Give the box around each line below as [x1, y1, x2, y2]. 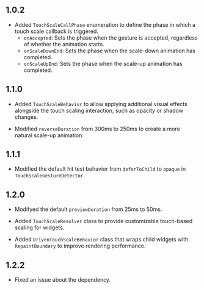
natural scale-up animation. [14, 131, 84, 139]
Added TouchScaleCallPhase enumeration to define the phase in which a [14, 21, 196, 28]
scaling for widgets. [14, 224, 65, 231]
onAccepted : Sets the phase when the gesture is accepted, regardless [23, 34, 198, 41]
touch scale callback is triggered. [14, 27, 99, 35]
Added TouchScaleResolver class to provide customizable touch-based [14, 218, 193, 225]
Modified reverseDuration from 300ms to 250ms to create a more [14, 125, 181, 132]
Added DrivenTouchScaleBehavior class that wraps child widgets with [14, 236, 189, 243]
